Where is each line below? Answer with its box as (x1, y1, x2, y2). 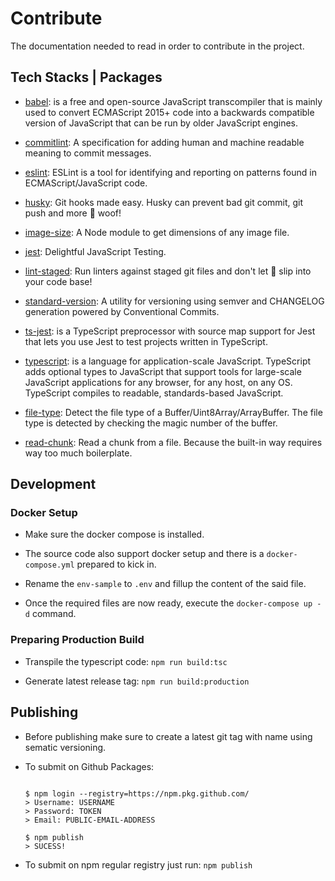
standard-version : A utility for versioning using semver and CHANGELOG (24, 295, 325, 307)
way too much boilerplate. (24, 447, 133, 459)
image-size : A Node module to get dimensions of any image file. (24, 226, 290, 238)
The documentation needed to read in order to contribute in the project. (10, 40, 305, 52)
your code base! (24, 275, 93, 287)
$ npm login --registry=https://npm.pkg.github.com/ (24, 788, 250, 799)
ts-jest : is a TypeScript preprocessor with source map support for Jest (24, 325, 316, 337)
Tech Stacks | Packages (10, 69, 163, 86)
